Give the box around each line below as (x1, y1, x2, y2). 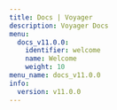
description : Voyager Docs (9, 21, 109, 30)
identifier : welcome (25, 46, 101, 55)
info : (9, 79, 29, 88)
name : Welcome (25, 54, 77, 63)
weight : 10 (25, 63, 66, 72)
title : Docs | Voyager (9, 12, 93, 22)
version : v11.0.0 (17, 87, 82, 96)
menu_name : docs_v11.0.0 (9, 71, 101, 80)
